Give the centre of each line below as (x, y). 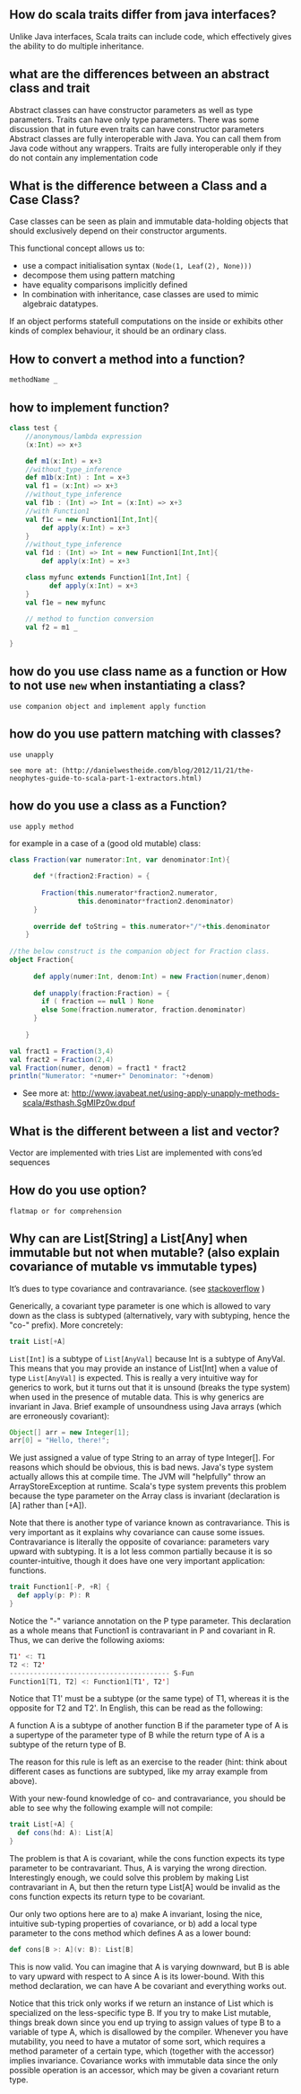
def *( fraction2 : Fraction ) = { (91, 876)
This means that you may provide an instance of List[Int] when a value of (144, 1368)
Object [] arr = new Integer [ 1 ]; (69, 1432)
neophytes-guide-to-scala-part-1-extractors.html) (106, 778)
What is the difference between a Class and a (138, 186)
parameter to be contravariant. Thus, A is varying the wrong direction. (138, 1869)
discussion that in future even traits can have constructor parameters (137, 128)
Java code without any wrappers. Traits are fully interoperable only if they (146, 148)
